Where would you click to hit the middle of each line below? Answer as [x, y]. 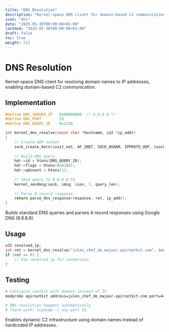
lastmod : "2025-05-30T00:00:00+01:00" [46, 29]
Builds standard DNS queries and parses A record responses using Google [82, 213]
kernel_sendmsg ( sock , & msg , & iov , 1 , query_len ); [67, 184]
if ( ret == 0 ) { [22, 255]
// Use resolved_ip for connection [52, 259]
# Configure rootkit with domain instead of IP [56, 292]
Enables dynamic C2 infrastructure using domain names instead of [74, 319]
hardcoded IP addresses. [31, 325]
